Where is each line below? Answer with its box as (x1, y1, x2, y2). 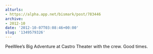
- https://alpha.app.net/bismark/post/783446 (5, 12, 101, 17)
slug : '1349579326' (5, 30, 46, 35)
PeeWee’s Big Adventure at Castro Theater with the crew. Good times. (5, 44, 148, 49)
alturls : (5, 7, 23, 12)
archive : (5, 16, 23, 21)
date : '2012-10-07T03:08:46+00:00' (5, 26, 79, 30)
